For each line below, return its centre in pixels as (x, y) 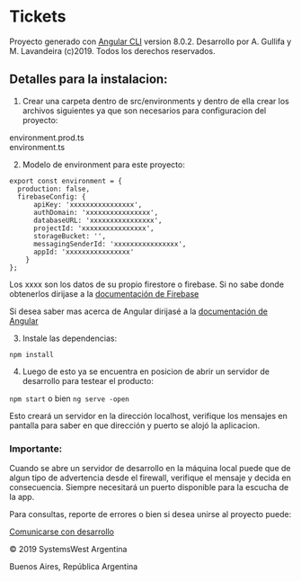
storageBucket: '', (69, 236)
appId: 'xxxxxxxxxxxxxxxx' (84, 252)
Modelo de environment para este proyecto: (104, 165)
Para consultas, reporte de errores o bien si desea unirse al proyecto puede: (150, 514)
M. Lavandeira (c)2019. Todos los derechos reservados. (112, 50)
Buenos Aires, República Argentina (74, 567)
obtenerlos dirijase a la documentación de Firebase (104, 293)
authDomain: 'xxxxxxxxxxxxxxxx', (96, 212)
